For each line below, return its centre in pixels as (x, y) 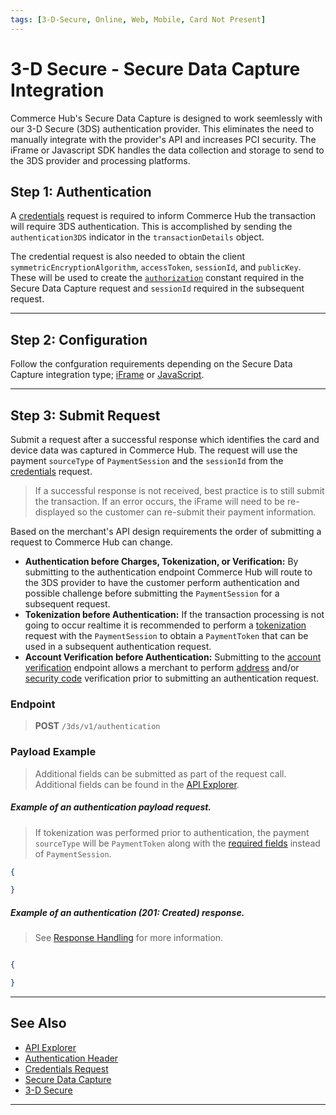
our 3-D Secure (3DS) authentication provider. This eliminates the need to (162, 128)
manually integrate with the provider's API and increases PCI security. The (163, 139)
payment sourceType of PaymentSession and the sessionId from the (147, 460)
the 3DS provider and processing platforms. (100, 160)
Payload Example (53, 752)
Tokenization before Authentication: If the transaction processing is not (174, 614)
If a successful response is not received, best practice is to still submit (179, 490)
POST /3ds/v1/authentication (97, 726)
